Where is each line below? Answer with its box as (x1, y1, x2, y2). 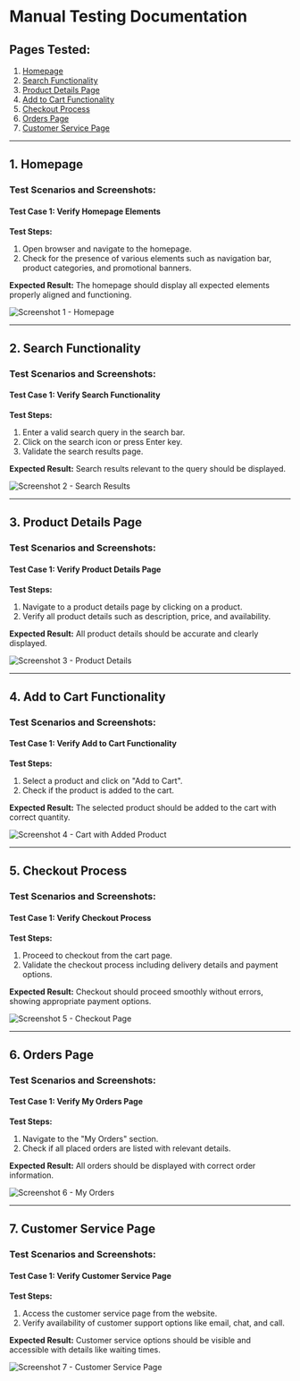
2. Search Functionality (9, 340, 141, 355)
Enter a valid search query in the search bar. (21, 427, 186, 438)
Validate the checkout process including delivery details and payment (21, 959, 279, 970)
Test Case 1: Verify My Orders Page (9, 1096, 143, 1107)
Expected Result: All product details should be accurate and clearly (9, 628, 259, 639)
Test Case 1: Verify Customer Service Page (9, 1271, 172, 1281)
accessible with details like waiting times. (9, 1344, 161, 1355)
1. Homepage (9, 157, 84, 172)
